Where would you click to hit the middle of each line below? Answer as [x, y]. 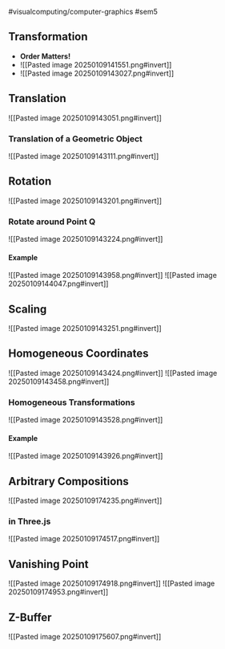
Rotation [30, 181]
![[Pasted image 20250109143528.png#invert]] [86, 420]
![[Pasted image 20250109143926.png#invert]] [86, 456]
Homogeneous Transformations [72, 402]
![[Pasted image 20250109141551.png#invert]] [96, 64]
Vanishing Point [49, 564]
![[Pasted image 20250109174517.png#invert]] [84, 539]
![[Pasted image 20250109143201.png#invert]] [85, 201]
